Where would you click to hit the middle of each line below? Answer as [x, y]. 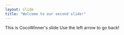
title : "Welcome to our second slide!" [46, 14]
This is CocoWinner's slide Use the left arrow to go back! [62, 27]
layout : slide [20, 9]
